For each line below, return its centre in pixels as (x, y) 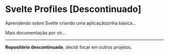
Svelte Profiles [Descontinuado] (73, 9)
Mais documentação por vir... (35, 32)
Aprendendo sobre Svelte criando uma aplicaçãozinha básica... (71, 23)
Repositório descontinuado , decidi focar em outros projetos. (69, 47)
